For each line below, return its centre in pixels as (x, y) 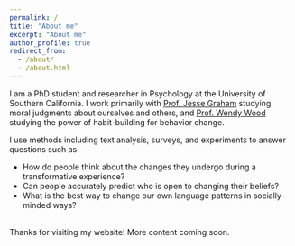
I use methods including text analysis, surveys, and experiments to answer (148, 140)
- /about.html (44, 68)
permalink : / (34, 18)
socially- (269, 196)
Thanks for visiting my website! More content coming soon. (120, 232)
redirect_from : (38, 51)
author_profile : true (50, 43)
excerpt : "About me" (48, 34)
